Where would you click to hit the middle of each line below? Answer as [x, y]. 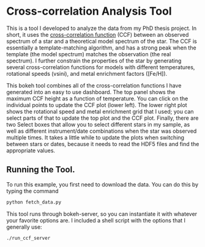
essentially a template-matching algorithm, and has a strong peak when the [102, 48]
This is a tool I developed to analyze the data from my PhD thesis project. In [102, 28]
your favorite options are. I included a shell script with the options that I [96, 220]
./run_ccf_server [28, 238]
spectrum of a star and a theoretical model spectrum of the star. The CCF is [102, 41]
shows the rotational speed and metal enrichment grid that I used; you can [100, 111]
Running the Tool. [41, 170]
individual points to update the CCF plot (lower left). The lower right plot [97, 105]
